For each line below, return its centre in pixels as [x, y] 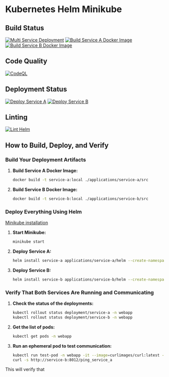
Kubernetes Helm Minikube [64, 9]
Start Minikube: [29, 233]
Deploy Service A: [32, 251]
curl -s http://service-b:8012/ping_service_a [62, 360]
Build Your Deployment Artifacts [46, 159]
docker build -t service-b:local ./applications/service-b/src [80, 199]
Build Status [25, 28]
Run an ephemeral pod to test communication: [62, 346]
